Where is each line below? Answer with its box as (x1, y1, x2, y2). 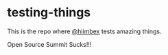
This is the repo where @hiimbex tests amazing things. (7, 27, 162, 35)
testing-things (7, 5, 91, 20)
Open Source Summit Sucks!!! (7, 40, 92, 48)
